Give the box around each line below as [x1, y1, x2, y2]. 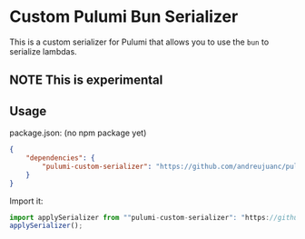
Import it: [9, 195, 44, 206]
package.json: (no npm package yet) [9, 127, 147, 138]
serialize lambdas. [9, 45, 77, 56]
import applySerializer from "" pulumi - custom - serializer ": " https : [9, 213, 271, 222]
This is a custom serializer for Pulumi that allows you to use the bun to [9, 36, 270, 47]
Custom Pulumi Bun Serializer [9, 6, 239, 27]
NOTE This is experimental [9, 73, 163, 88]
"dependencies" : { [25, 154, 95, 163]
